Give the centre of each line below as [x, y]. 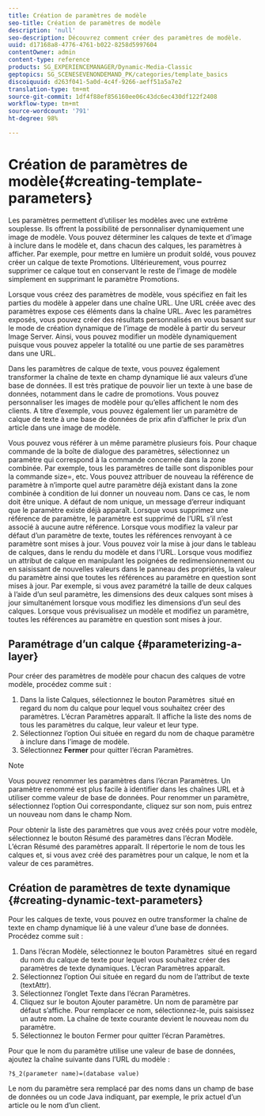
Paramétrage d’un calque [72, 645]
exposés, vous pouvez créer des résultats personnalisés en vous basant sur [132, 319]
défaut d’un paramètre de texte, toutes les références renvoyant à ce [120, 535]
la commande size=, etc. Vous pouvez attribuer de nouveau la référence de [131, 476]
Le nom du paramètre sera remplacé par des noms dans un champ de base [131, 1088]
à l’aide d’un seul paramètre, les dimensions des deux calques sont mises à [131, 594]
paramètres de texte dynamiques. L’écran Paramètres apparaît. [122, 968]
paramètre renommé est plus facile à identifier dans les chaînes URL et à [127, 789]
